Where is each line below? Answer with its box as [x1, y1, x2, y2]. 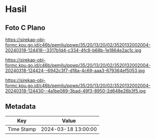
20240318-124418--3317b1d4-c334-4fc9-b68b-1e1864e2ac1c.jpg [5, 47, 141, 53]
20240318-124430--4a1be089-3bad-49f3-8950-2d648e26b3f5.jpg [5, 88, 146, 93]
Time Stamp [7, 125, 36, 132]
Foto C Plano [5, 23, 45, 32]
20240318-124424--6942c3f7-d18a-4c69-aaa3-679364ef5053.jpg [5, 67, 145, 73]
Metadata [5, 102, 36, 111]
